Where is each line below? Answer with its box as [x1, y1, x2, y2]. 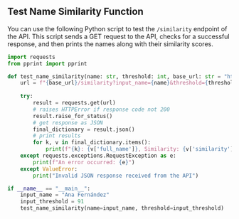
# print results [33, 132, 81, 139]
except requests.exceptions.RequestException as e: [20, 152, 176, 159]
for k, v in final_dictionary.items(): [33, 139, 152, 146]
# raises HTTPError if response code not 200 [33, 106, 171, 113]
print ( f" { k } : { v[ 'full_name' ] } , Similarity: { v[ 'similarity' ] [45, 146, 234, 153]
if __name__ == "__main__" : [7, 185, 91, 192]
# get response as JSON [33, 119, 103, 127]
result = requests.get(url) [33, 100, 116, 107]
